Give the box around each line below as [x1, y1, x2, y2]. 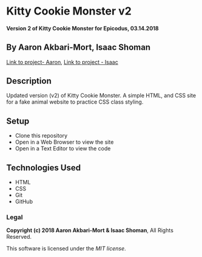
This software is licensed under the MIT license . [6, 245, 126, 252]
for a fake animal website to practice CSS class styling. [6, 98, 144, 105]
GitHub [15, 198, 33, 205]
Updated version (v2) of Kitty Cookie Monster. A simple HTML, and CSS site [6, 92, 196, 99]
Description [6, 76, 52, 86]
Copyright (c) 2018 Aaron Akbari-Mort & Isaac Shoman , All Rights [6, 227, 174, 234]
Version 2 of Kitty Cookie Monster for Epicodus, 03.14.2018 [6, 24, 159, 32]
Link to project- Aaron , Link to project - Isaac [6, 58, 118, 65]
